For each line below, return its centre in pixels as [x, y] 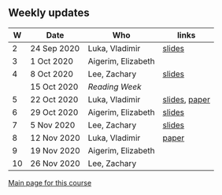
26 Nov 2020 [55, 163]
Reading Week [115, 86]
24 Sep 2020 [55, 48]
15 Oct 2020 [54, 86]
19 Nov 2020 [55, 150]
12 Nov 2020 [55, 138]
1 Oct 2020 [52, 61]
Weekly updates [49, 13]
